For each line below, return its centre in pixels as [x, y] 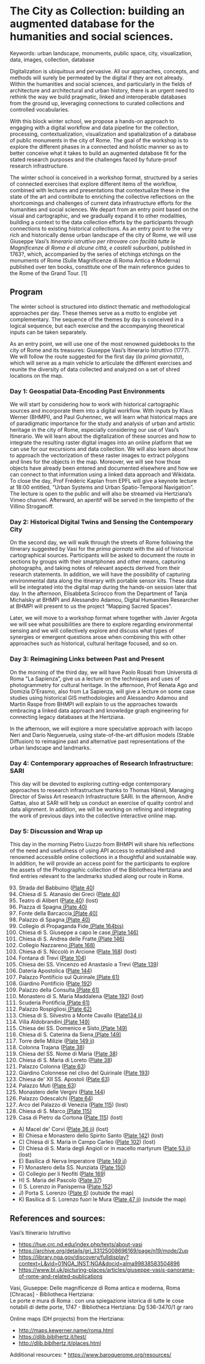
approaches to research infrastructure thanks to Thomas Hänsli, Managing [102, 790]
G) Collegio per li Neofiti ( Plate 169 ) [62, 1174]
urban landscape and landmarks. [51, 747]
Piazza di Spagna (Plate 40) [53, 907]
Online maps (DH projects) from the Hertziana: [67, 1319]
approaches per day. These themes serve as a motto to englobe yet [94, 313]
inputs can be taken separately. [49, 332]
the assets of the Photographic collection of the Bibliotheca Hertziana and [101, 870]
